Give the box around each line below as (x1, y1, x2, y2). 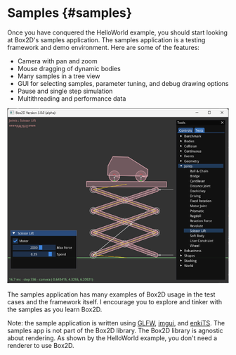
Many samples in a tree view (17, 72, 100, 80)
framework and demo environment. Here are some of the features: (7, 43, 200, 51)
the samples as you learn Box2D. (7, 305, 103, 314)
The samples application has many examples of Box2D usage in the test (7, 290, 216, 299)
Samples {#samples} (7, 5, 132, 21)
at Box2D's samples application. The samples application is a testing (7, 35, 206, 44)
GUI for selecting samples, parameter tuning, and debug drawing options (17, 79, 229, 87)
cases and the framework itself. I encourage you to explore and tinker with (7, 298, 223, 306)
